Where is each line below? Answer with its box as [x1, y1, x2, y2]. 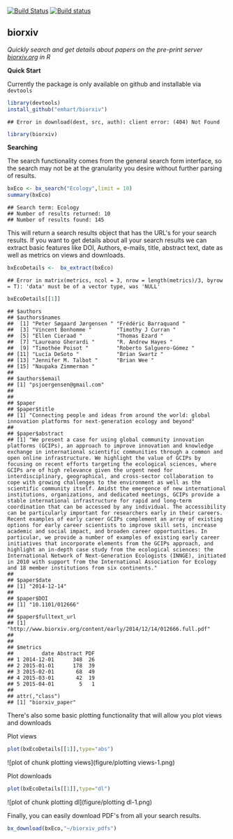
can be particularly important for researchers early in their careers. [7, 510, 223, 517]
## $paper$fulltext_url [7, 613, 77, 621]
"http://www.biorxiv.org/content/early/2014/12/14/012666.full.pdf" [7, 625, 211, 632]
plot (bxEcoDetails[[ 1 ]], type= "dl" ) [7, 785, 111, 792]
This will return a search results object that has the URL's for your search [7, 229, 217, 237]
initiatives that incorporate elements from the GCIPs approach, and [7, 540, 214, 547]
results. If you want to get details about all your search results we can [7, 236, 207, 244]
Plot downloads [7, 771, 52, 780]
